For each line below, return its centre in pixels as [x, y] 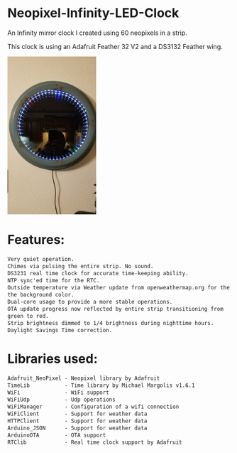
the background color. [41, 295]
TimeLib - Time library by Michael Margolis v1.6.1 [101, 385]
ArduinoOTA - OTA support [57, 435]
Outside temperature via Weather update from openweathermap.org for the [119, 288]
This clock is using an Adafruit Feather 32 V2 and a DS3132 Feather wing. [115, 46]
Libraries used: [53, 359]
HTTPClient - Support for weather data [77, 421]
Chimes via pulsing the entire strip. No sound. [81, 267]
